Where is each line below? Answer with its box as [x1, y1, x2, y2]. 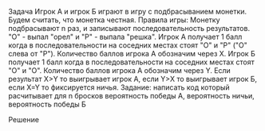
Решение [8, 115, 40, 124]
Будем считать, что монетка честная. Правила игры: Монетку [8, 15, 221, 25]
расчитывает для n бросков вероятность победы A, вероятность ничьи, [8, 91, 255, 100]
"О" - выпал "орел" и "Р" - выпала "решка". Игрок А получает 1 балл [8, 32, 243, 41]
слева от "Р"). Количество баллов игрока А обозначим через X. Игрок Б [8, 49, 255, 58]
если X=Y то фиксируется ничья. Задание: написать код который [8, 83, 230, 92]
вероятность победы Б [8, 99, 86, 109]
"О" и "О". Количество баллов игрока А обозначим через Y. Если [8, 66, 231, 75]
